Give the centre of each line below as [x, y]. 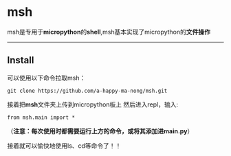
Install [21, 60]
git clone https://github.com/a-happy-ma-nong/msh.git [87, 91]
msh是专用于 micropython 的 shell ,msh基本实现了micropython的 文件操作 [109, 32]
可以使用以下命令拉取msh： [46, 78]
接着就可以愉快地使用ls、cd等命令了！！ [64, 146]
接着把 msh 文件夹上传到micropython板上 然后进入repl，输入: [93, 104]
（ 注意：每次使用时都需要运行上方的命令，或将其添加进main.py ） [100, 131]
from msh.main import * [41, 118]
